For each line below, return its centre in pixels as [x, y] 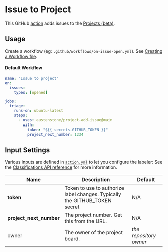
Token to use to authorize [95, 188]
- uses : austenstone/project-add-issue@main [65, 120]
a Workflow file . [21, 56]
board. [72, 239]
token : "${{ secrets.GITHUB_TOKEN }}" [68, 130]
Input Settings [28, 150]
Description [96, 180]
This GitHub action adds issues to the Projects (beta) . [60, 23]
